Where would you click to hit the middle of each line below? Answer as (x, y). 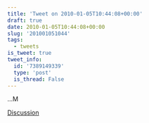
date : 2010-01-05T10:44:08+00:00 (56, 27)
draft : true (25, 20)
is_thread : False (39, 79)
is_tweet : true (30, 53)
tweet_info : (25, 60)
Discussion (23, 112)
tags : (15, 40)
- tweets (26, 46)
